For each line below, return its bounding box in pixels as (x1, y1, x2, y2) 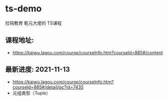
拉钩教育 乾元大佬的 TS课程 (5, 20, 62, 26)
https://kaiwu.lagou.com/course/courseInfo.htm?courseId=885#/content (12, 49, 163, 55)
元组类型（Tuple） (12, 90, 51, 96)
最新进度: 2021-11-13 (5, 65, 70, 74)
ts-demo (5, 3, 42, 14)
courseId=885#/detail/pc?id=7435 (12, 84, 84, 90)
